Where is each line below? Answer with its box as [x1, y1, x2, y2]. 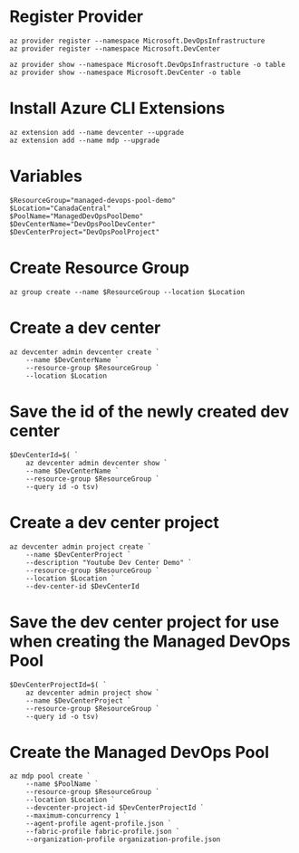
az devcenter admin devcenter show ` [25, 458, 169, 467]
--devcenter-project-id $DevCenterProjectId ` [25, 803, 205, 812]
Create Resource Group [9, 258, 190, 278]
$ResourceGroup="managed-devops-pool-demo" [9, 196, 177, 205]
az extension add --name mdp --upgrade [9, 136, 160, 145]
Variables [9, 166, 83, 187]
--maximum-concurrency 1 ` [25, 811, 128, 820]
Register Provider [9, 6, 144, 27]
